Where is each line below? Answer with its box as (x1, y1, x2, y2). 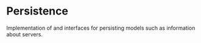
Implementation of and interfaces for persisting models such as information (6, 24, 196, 31)
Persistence (6, 4, 69, 18)
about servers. (6, 30, 43, 38)
